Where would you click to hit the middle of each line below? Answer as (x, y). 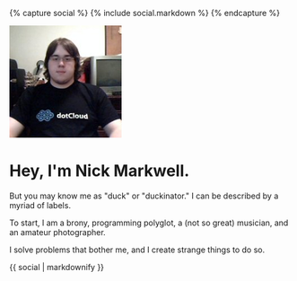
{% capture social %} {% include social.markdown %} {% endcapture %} (145, 13)
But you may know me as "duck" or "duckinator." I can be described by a (144, 196)
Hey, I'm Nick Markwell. (100, 171)
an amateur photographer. (57, 232)
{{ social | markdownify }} (57, 267)
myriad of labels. (40, 205)
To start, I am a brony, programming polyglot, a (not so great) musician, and (149, 223)
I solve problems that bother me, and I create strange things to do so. (137, 250)
